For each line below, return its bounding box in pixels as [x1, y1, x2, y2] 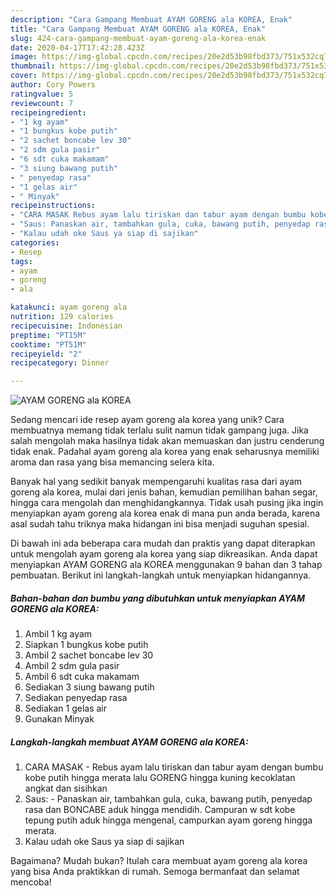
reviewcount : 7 [10, 98, 74, 108]
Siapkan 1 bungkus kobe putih [24, 639, 149, 651]
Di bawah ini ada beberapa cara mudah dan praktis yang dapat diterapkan [10, 537, 316, 550]
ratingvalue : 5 [10, 89, 74, 99]
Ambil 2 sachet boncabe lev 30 [24, 649, 154, 661]
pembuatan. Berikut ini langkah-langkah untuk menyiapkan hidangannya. [10, 569, 312, 581]
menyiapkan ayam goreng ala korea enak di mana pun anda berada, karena [10, 507, 321, 520]
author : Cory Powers [10, 80, 97, 90]
